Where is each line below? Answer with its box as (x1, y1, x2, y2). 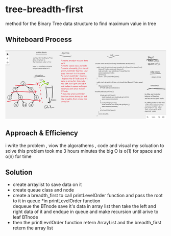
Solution (5, 168, 33, 177)
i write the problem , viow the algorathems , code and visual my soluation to (5, 142, 164, 149)
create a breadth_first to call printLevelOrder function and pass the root (12, 193, 163, 199)
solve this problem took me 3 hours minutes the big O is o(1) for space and (5, 148, 162, 154)
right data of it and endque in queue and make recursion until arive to (12, 208, 159, 215)
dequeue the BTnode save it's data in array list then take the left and (12, 203, 156, 209)
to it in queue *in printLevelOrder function (12, 198, 101, 204)
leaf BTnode (12, 214, 38, 220)
